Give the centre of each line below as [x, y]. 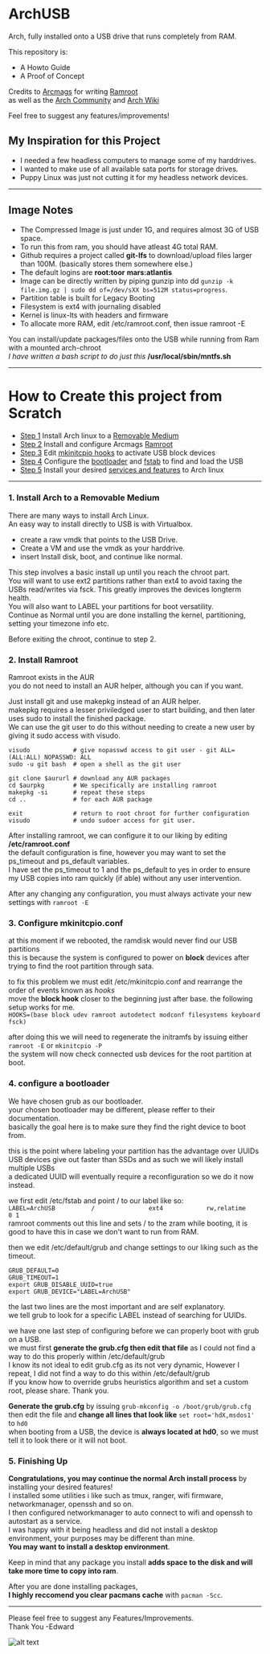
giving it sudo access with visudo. [64, 735]
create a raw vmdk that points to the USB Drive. [99, 539]
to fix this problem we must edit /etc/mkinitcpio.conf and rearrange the [125, 982]
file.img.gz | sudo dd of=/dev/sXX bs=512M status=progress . [123, 289]
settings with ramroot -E [49, 903]
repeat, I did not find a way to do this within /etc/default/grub [109, 1373]
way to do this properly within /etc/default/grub [87, 1356]
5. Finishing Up [38, 1461]
